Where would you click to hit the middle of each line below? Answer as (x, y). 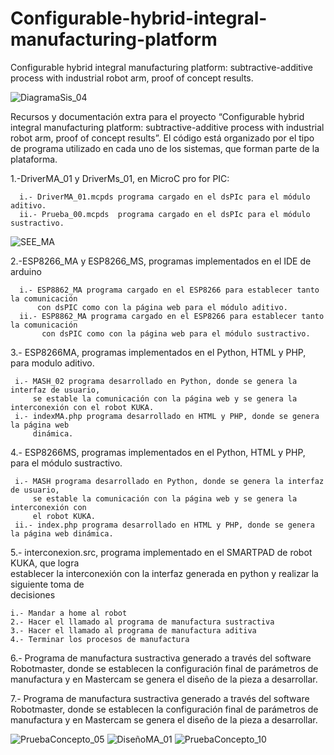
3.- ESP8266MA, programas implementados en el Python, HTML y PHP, (158, 352)
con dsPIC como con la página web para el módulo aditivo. (162, 307)
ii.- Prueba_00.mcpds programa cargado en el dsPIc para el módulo (165, 214)
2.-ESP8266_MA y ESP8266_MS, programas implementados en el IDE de (161, 261)
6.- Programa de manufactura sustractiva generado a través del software (161, 658)
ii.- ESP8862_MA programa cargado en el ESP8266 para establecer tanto (172, 316)
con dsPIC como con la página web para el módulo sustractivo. (176, 333)
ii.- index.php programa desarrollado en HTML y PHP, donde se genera (164, 525)
